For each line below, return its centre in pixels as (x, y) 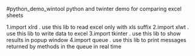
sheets (15, 15)
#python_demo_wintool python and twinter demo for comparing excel (94, 9)
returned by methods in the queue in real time (64, 46)
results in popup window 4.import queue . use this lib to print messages (96, 40)
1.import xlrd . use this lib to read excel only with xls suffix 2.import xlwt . (98, 27)
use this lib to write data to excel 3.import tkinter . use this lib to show (94, 33)
